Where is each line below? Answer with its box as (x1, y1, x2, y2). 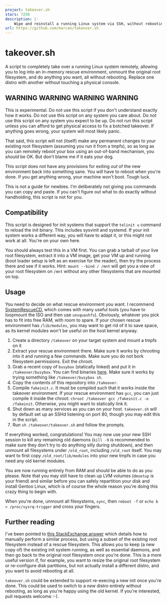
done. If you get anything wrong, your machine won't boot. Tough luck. (5, 173, 151, 179)
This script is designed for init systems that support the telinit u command (5, 222, 162, 228)
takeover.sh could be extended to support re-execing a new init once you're (5, 578, 162, 584)
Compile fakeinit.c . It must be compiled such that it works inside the (12, 385, 155, 391)
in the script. (12, 416, 38, 423)
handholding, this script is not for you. (5, 194, 83, 200)
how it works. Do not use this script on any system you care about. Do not (5, 112, 157, 118)
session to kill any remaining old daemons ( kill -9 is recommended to (5, 436, 150, 442)
